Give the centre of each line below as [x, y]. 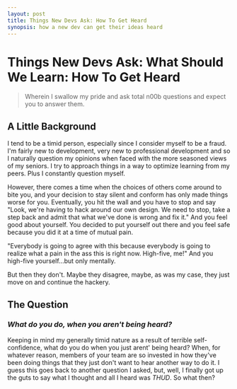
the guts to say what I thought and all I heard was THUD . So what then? [111, 377]
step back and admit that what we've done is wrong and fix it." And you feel [117, 217]
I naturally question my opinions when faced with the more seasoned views [117, 158]
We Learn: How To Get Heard [94, 77]
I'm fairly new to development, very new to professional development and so [119, 151]
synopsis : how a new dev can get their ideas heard [85, 27]
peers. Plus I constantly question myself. [67, 173]
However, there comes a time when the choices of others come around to [115, 187]
